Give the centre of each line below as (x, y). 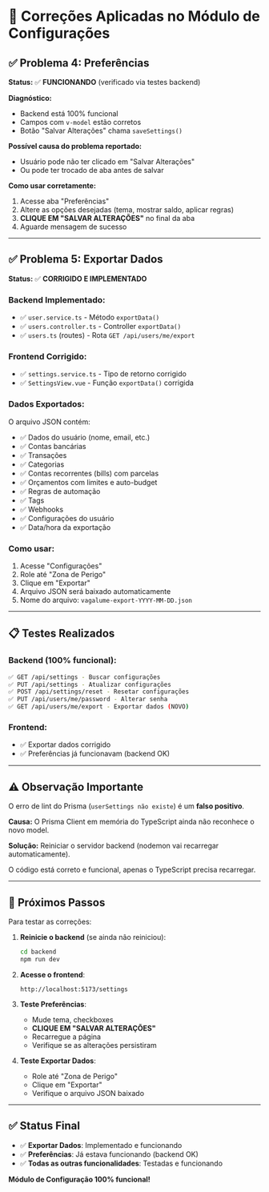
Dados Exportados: (46, 404)
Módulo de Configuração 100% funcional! (79, 1179)
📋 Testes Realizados (62, 634)
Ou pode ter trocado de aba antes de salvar (92, 170)
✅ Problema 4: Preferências (79, 63)
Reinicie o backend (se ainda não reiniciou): (93, 937)
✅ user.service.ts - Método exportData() (90, 317)
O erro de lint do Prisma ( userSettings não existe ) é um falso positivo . (126, 806)
